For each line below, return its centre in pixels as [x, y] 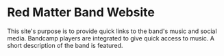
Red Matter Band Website [81, 12]
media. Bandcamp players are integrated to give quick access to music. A [111, 38]
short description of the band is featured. [65, 45]
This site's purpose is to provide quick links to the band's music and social [112, 31]
